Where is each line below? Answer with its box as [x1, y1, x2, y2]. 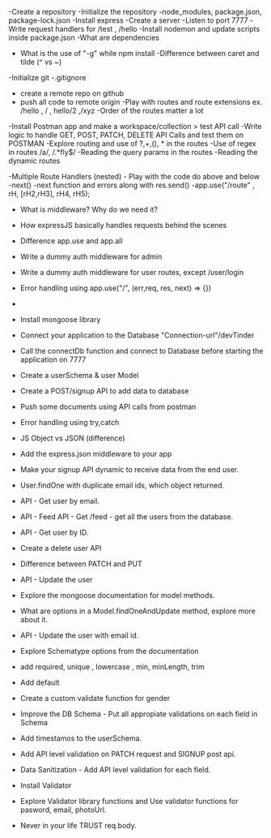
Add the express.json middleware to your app [19, 449, 172, 458]
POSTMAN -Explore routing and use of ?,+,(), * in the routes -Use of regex [8, 139, 256, 148]
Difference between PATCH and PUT [19, 559, 143, 569]
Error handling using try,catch [19, 418, 120, 427]
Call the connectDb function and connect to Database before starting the [19, 346, 264, 355]
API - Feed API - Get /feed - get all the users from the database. [19, 512, 233, 522]
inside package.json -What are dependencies [8, 32, 160, 42]
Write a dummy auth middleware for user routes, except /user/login [19, 268, 244, 277]
